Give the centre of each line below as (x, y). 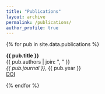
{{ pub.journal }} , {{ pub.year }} (44, 68)
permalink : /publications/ (39, 22)
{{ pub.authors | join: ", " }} (38, 62)
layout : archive (26, 17)
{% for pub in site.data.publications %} (53, 44)
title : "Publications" (34, 11)
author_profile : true (32, 28)
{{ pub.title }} (23, 55)
